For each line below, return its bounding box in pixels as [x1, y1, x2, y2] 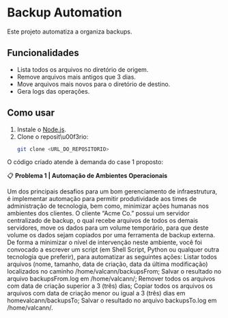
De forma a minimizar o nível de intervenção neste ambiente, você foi [7, 238, 203, 247]
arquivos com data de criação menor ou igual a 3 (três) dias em [7, 289, 186, 297]
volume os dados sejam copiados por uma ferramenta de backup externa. [7, 231, 215, 239]
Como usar [7, 107, 55, 119]
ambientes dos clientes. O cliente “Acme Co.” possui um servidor [7, 209, 190, 217]
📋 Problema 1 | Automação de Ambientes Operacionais [7, 172, 168, 180]
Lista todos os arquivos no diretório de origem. [16, 65, 149, 73]
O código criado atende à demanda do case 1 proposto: [7, 158, 164, 166]
